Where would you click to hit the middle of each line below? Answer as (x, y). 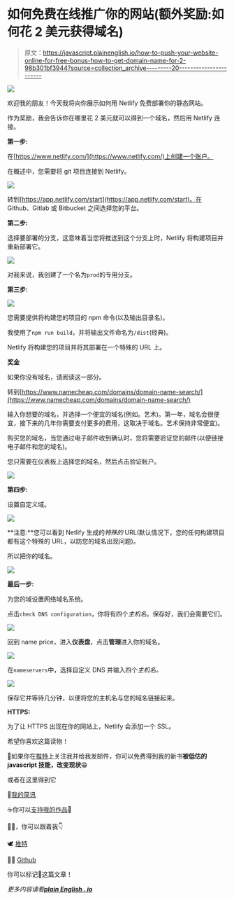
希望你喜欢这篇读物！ (38, 741)
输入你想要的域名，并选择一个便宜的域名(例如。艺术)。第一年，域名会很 (111, 414)
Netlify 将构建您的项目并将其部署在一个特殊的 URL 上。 (87, 347)
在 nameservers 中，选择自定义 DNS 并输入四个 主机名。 (85, 670)
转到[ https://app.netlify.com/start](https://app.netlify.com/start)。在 (105, 199)
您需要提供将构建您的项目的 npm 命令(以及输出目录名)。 (88, 317)
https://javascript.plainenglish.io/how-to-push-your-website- (131, 53)
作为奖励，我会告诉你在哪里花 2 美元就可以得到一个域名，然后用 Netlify (110, 118)
